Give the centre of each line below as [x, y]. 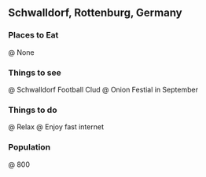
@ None [21, 52]
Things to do [33, 110]
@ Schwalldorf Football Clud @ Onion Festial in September [103, 89]
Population [29, 147]
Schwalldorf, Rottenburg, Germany [95, 13]
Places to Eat [33, 35]
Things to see [35, 72]
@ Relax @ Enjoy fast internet [56, 127]
